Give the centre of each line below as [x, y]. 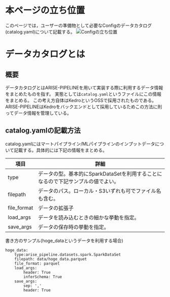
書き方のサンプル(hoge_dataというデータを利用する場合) [64, 240]
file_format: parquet [37, 263]
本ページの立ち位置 [45, 10]
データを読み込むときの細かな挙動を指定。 [89, 217]
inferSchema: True [43, 277]
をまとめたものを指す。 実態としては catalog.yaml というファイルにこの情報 [83, 94]
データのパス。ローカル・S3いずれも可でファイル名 [99, 191]
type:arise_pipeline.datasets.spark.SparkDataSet [68, 254]
